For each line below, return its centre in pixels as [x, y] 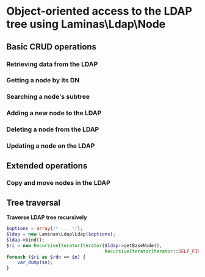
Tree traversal [34, 203]
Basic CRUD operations [51, 47]
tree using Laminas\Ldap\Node [86, 24]
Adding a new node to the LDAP [54, 113]
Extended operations [47, 166]
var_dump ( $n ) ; [35, 263]
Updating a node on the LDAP [51, 146]
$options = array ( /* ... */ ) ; [45, 229]
